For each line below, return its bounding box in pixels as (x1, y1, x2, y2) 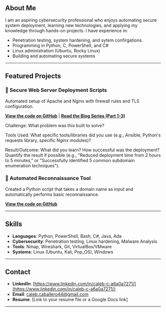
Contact (5, 268, 31, 276)
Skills (5, 220, 22, 228)
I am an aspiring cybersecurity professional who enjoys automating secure (5, 17, 157, 23)
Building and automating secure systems (12, 53, 95, 59)
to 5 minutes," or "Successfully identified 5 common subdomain (5, 157, 135, 163)
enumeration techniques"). (5, 163, 60, 169)
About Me (5, 4, 36, 12)
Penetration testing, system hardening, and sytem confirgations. (12, 37, 143, 43)
